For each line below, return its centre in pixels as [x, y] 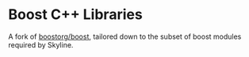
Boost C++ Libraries [75, 15]
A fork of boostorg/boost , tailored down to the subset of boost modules [125, 36]
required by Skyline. [41, 44]
